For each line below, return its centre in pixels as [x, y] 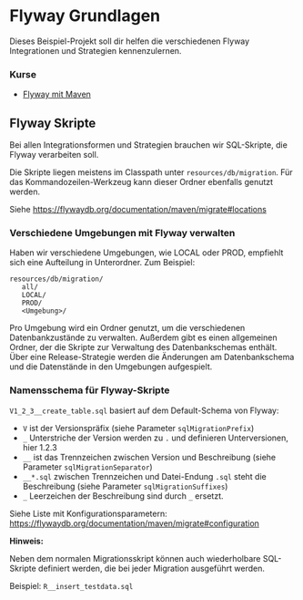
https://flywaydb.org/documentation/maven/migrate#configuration [134, 523]
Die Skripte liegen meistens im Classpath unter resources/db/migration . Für [151, 172]
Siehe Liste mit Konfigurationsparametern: [88, 513]
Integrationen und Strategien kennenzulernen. [96, 50]
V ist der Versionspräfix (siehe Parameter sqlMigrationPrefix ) [138, 428]
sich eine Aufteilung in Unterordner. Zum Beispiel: [102, 263]
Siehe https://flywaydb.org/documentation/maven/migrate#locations [138, 210]
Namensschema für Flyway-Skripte [90, 390]
